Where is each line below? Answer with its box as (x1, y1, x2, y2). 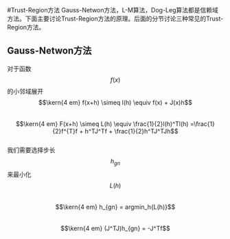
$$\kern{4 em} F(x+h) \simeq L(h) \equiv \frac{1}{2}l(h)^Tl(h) (16, 119, 189, 128)
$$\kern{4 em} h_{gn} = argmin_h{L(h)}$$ (55, 203, 176, 211)
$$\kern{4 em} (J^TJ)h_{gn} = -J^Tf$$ (60, 224, 170, 232)
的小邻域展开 (7, 87, 43, 95)
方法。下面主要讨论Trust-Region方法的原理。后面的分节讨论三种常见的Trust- (7, 14, 224, 23)
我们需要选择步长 (7, 146, 56, 154)
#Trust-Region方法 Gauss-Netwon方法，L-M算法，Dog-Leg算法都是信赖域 (7, 6, 218, 14)
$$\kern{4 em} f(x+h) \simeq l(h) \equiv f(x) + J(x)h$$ (38, 98, 192, 106)
